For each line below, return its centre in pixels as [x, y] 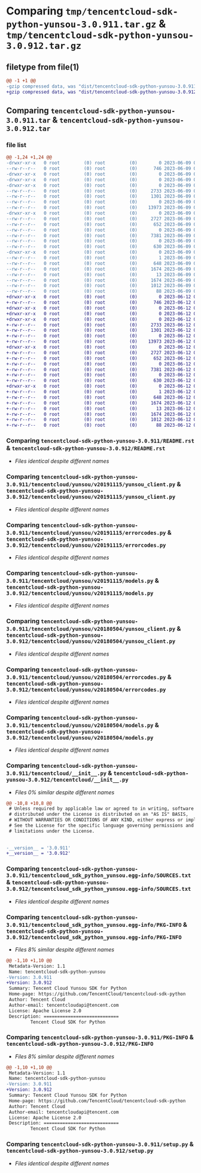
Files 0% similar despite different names [65, 792]
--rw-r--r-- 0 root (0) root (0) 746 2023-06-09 [99, 169]
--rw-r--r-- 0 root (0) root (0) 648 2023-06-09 [99, 263]
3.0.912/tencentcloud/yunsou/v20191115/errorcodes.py [86, 545]
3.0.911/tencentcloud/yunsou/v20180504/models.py [80, 725]
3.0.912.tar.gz [44, 46]
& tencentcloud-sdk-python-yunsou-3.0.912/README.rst [86, 448]
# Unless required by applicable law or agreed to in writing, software [101, 809]
